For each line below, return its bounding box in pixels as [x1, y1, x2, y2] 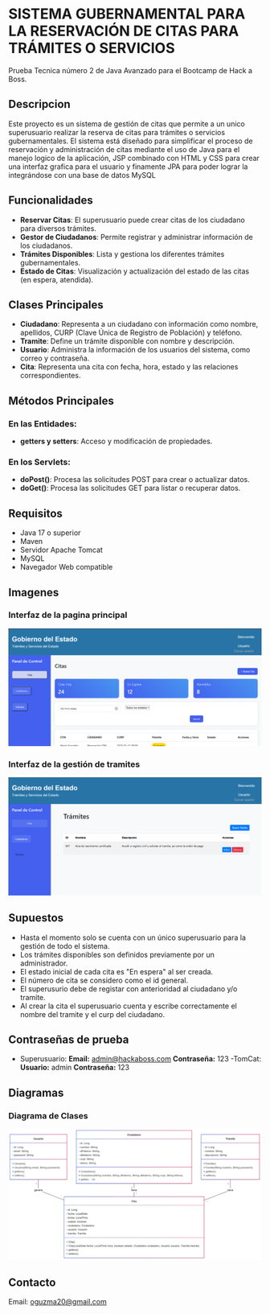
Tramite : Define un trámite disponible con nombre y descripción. [19, 336, 235, 346]
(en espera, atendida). [19, 274, 94, 284]
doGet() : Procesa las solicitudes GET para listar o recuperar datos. [19, 484, 241, 493]
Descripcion [8, 97, 71, 111]
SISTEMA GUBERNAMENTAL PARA [8, 5, 246, 23]
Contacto [8, 1275, 56, 1289]
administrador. [19, 958, 68, 968]
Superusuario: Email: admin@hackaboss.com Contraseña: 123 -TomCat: [19, 1054, 262, 1064]
